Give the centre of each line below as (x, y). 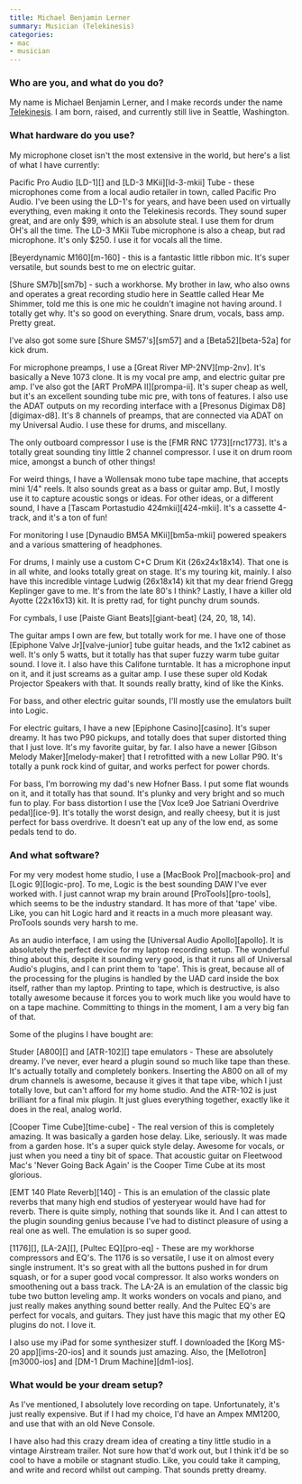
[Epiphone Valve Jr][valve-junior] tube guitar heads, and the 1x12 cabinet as (150, 645)
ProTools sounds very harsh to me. (74, 923)
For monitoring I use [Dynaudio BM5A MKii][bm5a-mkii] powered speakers (148, 534)
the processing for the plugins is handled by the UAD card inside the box (144, 979)
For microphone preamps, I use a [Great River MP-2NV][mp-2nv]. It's (137, 367)
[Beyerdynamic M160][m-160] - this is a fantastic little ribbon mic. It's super (150, 257)
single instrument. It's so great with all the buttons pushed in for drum (139, 1267)
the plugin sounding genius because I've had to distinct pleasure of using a (149, 1221)
